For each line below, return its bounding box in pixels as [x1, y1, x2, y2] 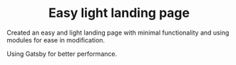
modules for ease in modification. [6, 35, 105, 44]
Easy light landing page [48, 5, 190, 21]
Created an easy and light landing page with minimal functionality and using [6, 28, 230, 37]
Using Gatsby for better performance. [6, 49, 118, 58]
